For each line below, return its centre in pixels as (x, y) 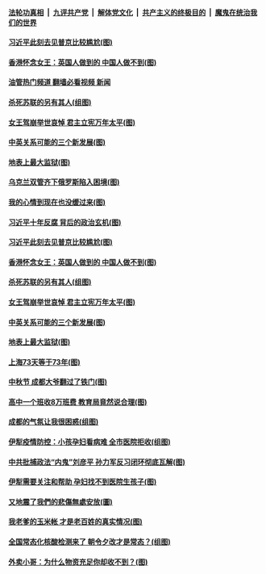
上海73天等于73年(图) (44, 362)
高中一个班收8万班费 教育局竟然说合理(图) (78, 402)
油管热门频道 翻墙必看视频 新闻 (60, 82)
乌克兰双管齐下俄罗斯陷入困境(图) (64, 182)
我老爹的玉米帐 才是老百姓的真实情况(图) (75, 522)
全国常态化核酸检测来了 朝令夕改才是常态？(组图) (89, 542)
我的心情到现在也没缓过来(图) (57, 202)
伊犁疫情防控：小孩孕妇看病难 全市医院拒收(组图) (89, 442)
